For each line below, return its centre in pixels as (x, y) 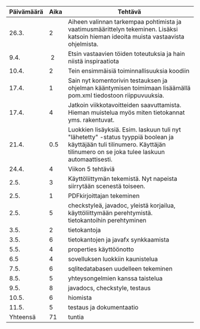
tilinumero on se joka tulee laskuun (116, 152)
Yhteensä (22, 317)
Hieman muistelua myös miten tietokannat (126, 112)
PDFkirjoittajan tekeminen (104, 196)
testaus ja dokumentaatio (103, 307)
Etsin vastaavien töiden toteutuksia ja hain (127, 54)
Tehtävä (129, 12)
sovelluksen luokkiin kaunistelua (113, 259)
